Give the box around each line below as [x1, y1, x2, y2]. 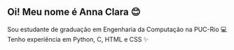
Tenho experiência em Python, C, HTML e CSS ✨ [7, 35, 149, 43]
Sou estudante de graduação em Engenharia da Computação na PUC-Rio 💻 [7, 25, 228, 33]
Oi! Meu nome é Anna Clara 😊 [7, 6, 141, 18]
